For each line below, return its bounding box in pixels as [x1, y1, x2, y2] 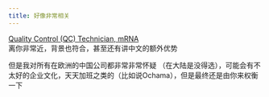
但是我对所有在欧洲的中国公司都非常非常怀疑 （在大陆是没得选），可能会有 [8, 60, 254, 70]
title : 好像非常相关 [8, 11, 70, 20]
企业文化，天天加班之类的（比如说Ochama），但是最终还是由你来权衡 [29, 70, 259, 80]
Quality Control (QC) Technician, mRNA [8, 34, 139, 43]
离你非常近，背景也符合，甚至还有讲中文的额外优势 [8, 43, 178, 53]
